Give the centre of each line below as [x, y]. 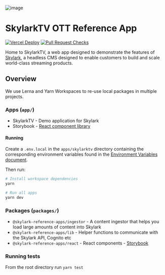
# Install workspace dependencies [42, 179]
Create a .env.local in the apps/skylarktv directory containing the [75, 149]
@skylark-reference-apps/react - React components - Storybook [80, 243]
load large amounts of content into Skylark [57, 227]
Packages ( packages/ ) [32, 211]
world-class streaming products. [39, 63]
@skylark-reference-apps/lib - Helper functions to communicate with [85, 232]
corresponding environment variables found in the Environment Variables [81, 154]
